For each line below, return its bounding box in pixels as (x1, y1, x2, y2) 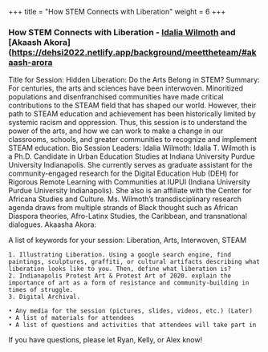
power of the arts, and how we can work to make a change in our (8, 126, 224, 136)
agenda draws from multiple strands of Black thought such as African (8, 203, 238, 212)
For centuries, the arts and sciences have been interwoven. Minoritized (8, 83, 243, 93)
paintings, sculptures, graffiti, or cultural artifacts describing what (8, 258, 261, 266)
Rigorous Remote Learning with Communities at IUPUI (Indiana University (8, 177, 251, 187)
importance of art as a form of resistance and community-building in (8, 279, 250, 287)
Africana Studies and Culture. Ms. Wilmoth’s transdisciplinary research (8, 194, 242, 204)
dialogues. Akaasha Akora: (8, 220, 97, 229)
